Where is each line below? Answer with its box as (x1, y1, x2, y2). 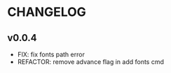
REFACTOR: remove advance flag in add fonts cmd (17, 58, 165, 66)
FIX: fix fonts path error (17, 50, 85, 58)
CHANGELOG (7, 4, 86, 20)
